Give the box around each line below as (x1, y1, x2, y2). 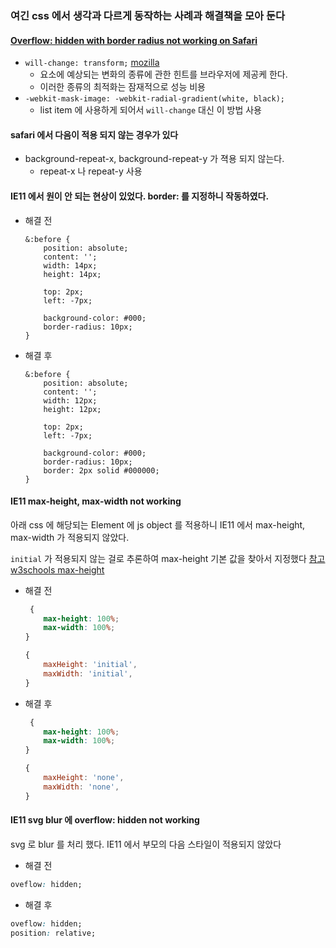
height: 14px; (43, 269, 102, 279)
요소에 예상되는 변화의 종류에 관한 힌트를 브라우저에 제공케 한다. (39, 68, 288, 81)
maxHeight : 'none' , (43, 773, 125, 783)
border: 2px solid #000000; (43, 465, 160, 476)
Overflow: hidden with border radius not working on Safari (10, 34, 258, 46)
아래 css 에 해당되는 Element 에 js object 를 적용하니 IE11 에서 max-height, (10, 518, 306, 531)
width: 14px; (43, 260, 98, 271)
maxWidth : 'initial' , (43, 668, 133, 679)
